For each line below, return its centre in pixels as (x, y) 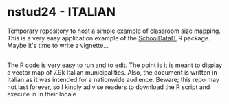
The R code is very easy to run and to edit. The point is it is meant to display (115, 65)
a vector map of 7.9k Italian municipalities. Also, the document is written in (112, 73)
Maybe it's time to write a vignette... (58, 45)
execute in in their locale (42, 94)
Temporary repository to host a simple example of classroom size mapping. (114, 31)
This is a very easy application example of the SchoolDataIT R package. (109, 38)
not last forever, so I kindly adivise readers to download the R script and (109, 87)
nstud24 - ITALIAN (61, 12)
